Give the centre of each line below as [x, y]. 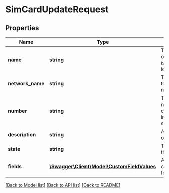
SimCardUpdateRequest [57, 9]
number [17, 111]
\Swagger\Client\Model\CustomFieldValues [103, 167]
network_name [26, 84]
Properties [22, 28]
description [22, 134]
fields [15, 167]
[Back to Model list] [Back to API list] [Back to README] [63, 185]
